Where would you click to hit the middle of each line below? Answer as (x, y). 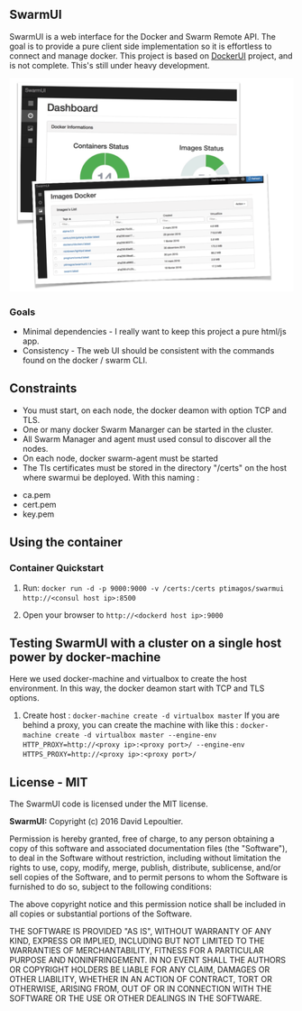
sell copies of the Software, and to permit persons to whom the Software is (149, 878)
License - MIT (49, 782)
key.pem (38, 514)
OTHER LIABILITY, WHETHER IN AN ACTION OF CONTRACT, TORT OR (141, 979)
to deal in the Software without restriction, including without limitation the (145, 858)
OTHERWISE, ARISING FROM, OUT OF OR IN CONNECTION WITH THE (141, 989)
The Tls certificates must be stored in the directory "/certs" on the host (154, 467)
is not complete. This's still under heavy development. (110, 65)
